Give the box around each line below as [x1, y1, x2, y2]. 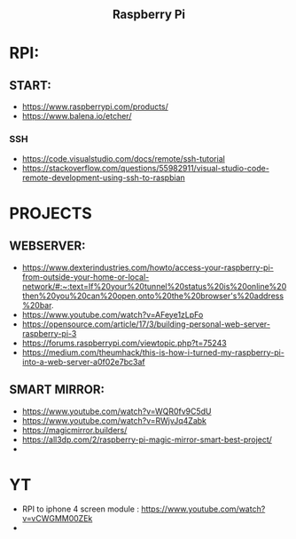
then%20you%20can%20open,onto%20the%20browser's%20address [21, 290, 284, 301]
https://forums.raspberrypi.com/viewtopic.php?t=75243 [21, 337, 228, 348]
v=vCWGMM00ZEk [21, 513, 93, 524]
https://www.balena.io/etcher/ [21, 111, 132, 122]
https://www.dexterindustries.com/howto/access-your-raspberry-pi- [21, 262, 274, 273]
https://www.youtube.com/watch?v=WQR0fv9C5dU [21, 406, 212, 416]
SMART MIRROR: [9, 382, 105, 398]
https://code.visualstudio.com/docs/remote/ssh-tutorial [21, 153, 226, 163]
